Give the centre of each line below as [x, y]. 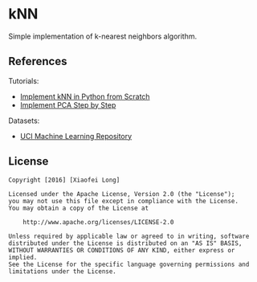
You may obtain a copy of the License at [79, 208]
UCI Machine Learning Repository [76, 136]
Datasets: [24, 121]
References [38, 61]
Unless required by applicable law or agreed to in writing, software [129, 236]
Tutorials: [24, 80]
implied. [23, 257]
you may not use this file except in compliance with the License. [124, 201]
